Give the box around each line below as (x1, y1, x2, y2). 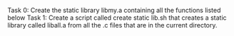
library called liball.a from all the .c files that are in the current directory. (7, 21, 218, 29)
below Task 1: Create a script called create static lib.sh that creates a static (7, 13, 227, 22)
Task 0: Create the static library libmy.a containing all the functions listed (7, 6, 221, 14)
